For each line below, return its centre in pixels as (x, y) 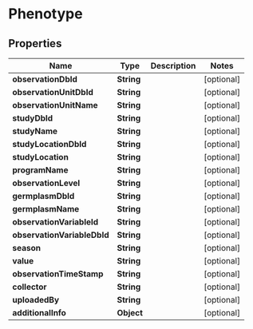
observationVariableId (55, 222)
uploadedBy (36, 300)
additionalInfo (39, 313)
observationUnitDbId (53, 92)
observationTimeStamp (58, 274)
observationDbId (45, 79)
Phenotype (45, 14)
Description (173, 66)
